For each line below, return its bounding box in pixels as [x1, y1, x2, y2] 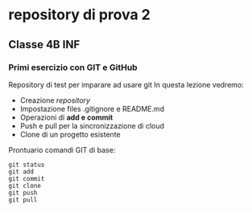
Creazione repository [19, 95, 91, 105]
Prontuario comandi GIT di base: [8, 145, 116, 154]
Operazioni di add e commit [19, 112, 114, 122]
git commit [8, 174, 45, 182]
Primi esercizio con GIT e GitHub [8, 62, 138, 73]
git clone [8, 181, 42, 190]
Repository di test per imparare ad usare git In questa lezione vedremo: [8, 79, 244, 89]
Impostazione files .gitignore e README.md [19, 104, 165, 113]
